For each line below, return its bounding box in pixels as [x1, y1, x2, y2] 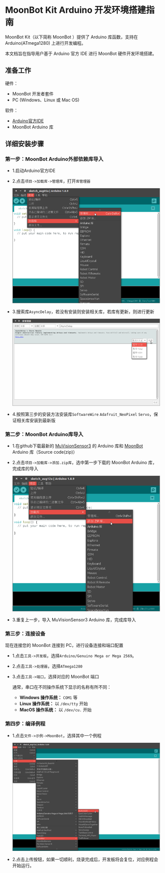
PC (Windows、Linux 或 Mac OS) [12, 97, 80, 103]
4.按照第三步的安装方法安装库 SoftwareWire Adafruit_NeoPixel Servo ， [12, 411, 154, 417]
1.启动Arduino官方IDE [12, 168, 55, 174]
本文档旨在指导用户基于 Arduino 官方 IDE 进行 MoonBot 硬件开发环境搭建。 [5, 50, 157, 57]
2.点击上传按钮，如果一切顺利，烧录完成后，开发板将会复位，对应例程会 [12, 856, 159, 863]
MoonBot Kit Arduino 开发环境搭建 [5, 4, 146, 16]
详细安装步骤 [5, 140, 44, 148]
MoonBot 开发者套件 [12, 90, 54, 96]
